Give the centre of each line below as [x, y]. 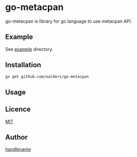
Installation [23, 65]
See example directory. [29, 49]
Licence [18, 109]
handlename [18, 149]
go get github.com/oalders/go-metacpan [47, 76]
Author [16, 137]
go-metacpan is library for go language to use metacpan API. [69, 21]
